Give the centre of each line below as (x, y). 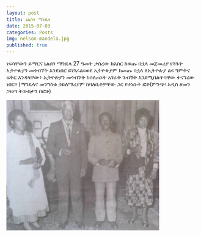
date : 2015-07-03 (28, 26)
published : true (27, 45)
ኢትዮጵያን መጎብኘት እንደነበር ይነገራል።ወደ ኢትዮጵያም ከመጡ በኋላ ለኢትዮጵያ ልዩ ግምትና (98, 70)
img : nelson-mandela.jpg (38, 39)
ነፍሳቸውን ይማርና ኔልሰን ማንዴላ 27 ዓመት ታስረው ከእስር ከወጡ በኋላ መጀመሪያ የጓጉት (95, 63)
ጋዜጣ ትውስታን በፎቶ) (29, 91)
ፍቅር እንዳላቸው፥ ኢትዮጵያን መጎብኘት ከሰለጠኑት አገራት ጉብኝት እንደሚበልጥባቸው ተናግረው (100, 77)
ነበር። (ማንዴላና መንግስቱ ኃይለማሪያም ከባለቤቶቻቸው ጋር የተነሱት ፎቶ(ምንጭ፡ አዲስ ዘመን (98, 84)
